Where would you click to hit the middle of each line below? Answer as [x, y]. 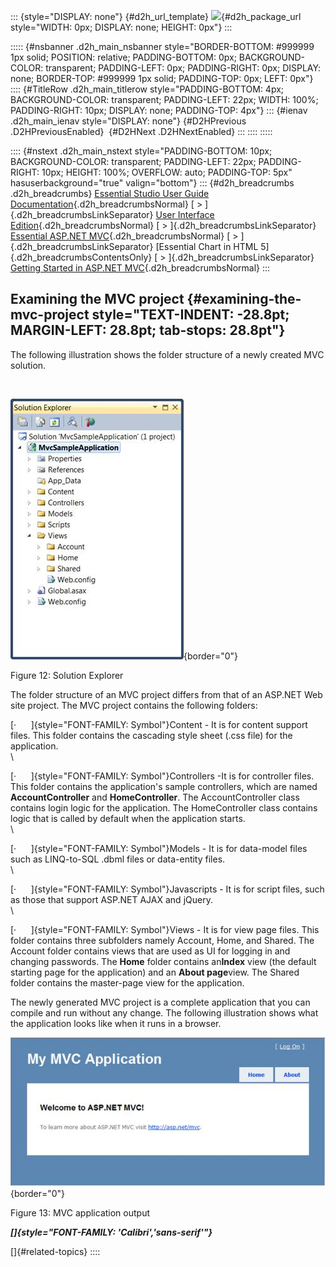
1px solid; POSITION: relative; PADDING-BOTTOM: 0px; [123, 57]
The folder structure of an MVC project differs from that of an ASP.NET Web [166, 694]
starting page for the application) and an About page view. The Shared [155, 972]
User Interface [185, 214]
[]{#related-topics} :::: [55, 1251]
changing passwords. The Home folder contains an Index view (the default [163, 961]
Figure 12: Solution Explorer [67, 675]
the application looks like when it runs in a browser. [116, 1023]
